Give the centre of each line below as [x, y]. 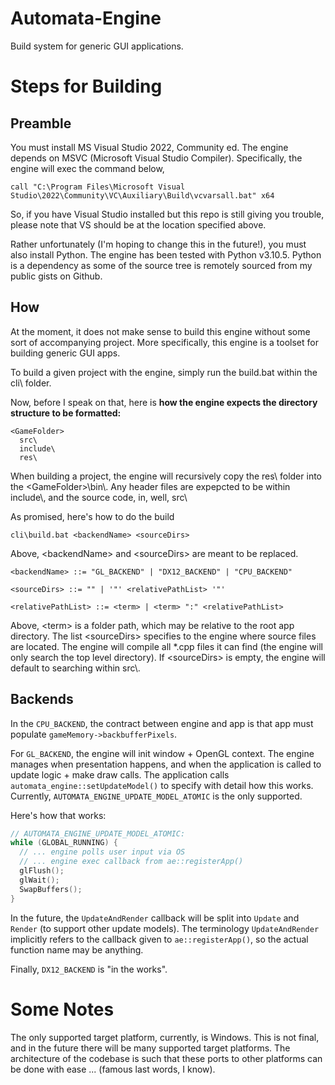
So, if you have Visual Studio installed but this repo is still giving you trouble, [167, 214]
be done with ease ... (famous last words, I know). [113, 1069]
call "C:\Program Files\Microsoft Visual [98, 187]
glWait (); [39, 880]
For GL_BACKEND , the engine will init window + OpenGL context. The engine [162, 753]
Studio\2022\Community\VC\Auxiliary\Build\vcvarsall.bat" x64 [142, 195]
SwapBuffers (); [51, 889]
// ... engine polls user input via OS [102, 852]
